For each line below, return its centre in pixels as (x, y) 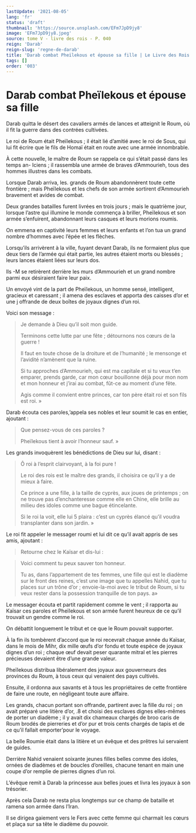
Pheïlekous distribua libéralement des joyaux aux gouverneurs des (86, 670)
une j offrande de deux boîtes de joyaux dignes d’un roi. (73, 302)
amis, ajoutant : (25, 540)
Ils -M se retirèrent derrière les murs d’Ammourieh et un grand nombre (91, 272)
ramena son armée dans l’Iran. (43, 807)
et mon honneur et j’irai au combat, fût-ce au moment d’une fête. (98, 383)
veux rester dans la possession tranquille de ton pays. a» (89, 593)
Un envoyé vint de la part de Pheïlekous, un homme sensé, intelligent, (90, 289)
